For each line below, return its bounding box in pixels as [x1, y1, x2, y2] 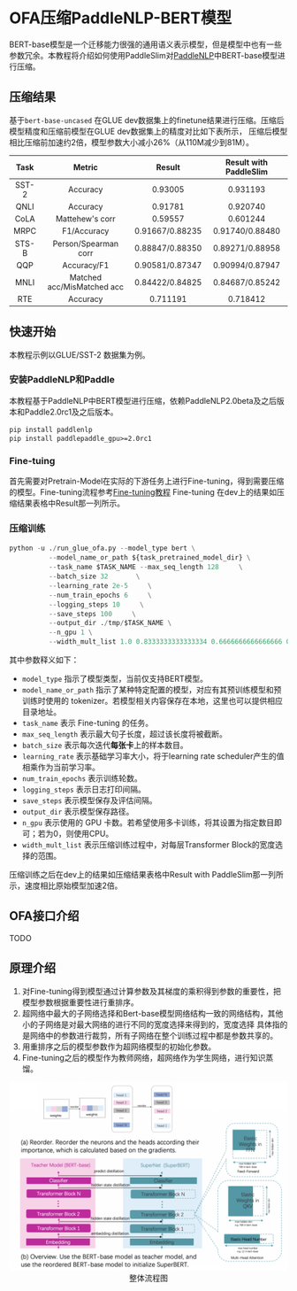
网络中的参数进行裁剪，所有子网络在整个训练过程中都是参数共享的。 [29, 1030, 278, 1040]
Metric [72, 161, 99, 173]
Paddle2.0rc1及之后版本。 [24, 406, 118, 417]
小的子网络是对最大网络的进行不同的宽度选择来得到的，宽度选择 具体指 [21, 1019, 280, 1030]
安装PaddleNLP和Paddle [9, 374, 115, 386]
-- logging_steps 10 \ [48, 599, 144, 609]
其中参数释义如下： [9, 654, 80, 665]
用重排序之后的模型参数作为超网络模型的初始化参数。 [21, 1041, 217, 1052]
